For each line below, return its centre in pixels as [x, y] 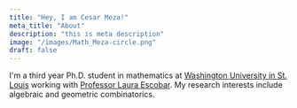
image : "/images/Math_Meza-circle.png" [83, 42]
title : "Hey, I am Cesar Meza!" [69, 17]
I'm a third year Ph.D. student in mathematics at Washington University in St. [148, 75]
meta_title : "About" [47, 26]
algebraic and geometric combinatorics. [82, 95]
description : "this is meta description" [87, 34]
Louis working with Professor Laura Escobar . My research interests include [146, 85]
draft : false [33, 50]
